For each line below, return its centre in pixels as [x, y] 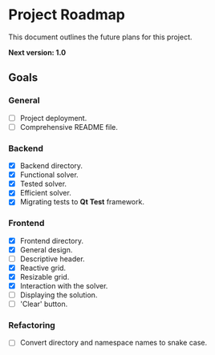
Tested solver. [43, 184]
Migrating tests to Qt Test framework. [82, 202]
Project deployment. [53, 118]
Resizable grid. [45, 276]
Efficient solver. [46, 193]
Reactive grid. [43, 268]
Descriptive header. [53, 259]
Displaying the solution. [59, 295]
